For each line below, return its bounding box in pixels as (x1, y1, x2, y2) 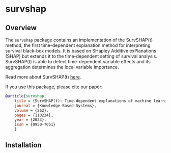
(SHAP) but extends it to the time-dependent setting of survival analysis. (5, 53, 158, 59)
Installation (5, 141, 42, 149)
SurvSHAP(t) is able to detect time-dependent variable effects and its (5, 59, 151, 64)
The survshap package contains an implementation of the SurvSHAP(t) (5, 37, 153, 43)
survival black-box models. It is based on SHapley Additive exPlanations (5, 48, 157, 54)
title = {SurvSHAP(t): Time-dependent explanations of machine (14, 98, 152, 104)
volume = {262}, (14, 108, 49, 113)
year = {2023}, (14, 117, 47, 122)
